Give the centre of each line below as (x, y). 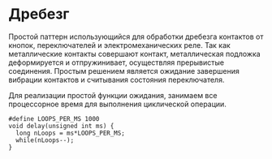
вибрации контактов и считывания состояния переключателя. (117, 79)
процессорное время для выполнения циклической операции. (118, 104)
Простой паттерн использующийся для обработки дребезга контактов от (136, 37)
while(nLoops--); (45, 140)
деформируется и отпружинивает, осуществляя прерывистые (117, 62)
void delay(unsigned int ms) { (61, 126)
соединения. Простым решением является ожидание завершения (124, 71)
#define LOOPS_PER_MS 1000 (54, 118)
